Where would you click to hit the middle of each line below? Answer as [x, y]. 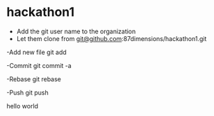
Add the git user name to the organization [76, 31]
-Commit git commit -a [39, 65]
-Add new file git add [36, 52]
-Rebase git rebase [34, 79]
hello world [23, 106]
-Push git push [28, 92]
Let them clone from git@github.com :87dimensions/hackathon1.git [112, 38]
